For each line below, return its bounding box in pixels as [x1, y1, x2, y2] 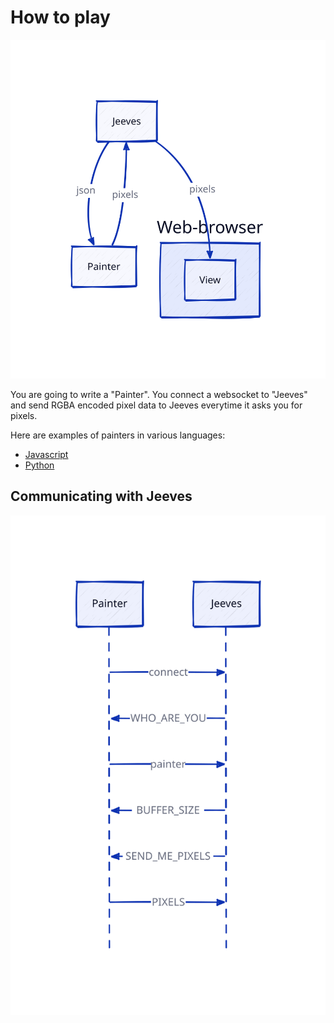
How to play [10, 6, 111, 29]
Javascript [24, 449, 69, 461]
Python [24, 459, 55, 471]
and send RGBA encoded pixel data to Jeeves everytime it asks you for [10, 399, 303, 411]
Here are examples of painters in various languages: [10, 429, 226, 441]
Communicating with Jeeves [10, 488, 193, 505]
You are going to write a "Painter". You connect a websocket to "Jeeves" [10, 389, 308, 401]
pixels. [10, 410, 38, 422]
